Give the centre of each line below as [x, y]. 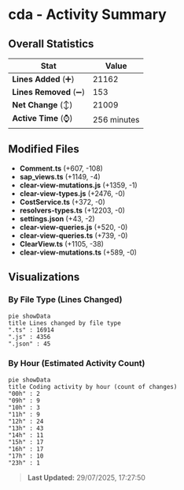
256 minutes [116, 119]
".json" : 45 [29, 344]
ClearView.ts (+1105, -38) [62, 243]
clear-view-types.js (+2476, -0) [72, 193]
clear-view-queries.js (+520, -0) [74, 227]
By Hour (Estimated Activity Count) [77, 364]
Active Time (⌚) [42, 118]
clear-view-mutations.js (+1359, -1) [78, 185]
